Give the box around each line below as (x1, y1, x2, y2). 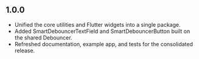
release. (14, 47, 35, 54)
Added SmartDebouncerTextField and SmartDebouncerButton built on (14, 27, 190, 35)
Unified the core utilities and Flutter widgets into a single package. (14, 21, 181, 28)
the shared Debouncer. (14, 33, 72, 41)
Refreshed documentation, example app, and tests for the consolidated (14, 40, 193, 47)
